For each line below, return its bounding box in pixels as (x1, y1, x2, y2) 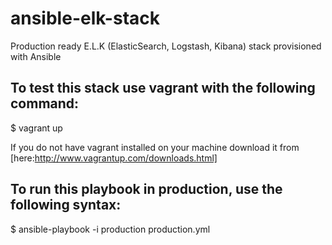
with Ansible (10, 50, 62, 62)
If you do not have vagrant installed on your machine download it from (10, 141, 300, 153)
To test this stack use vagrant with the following (10, 80, 316, 97)
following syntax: (10, 197, 122, 214)
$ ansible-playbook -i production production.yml (10, 223, 211, 235)
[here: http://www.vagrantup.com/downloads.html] (10, 152, 218, 164)
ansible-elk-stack (10, 7, 161, 30)
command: (10, 95, 80, 112)
